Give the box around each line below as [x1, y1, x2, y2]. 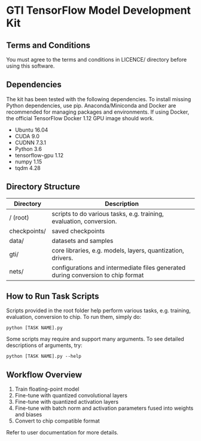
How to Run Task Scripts [6, 291, 99, 302]
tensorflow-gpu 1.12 [14, 151, 64, 159]
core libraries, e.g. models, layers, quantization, [51, 246, 184, 254]
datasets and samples [51, 236, 114, 245]
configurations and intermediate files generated [51, 263, 186, 272]
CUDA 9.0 [14, 132, 40, 139]
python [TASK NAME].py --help [6, 354, 82, 360]
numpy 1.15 [14, 158, 42, 165]
